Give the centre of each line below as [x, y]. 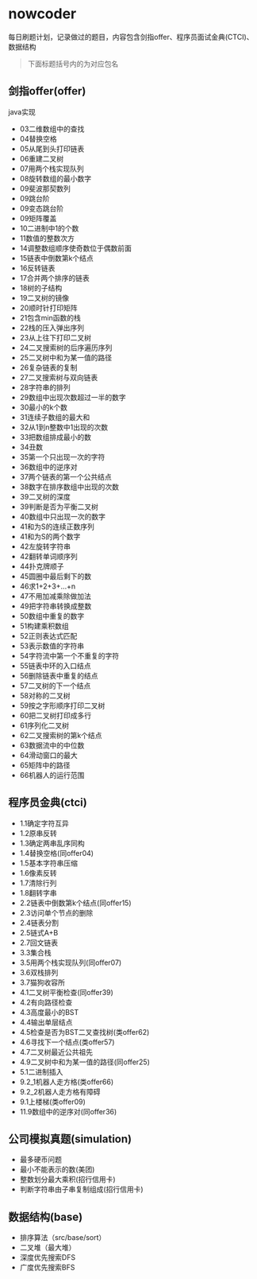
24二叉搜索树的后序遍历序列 [66, 348]
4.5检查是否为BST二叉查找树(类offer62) [84, 1032]
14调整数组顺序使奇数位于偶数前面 [76, 248]
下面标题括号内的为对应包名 [73, 64]
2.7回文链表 [39, 943]
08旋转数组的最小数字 [56, 178]
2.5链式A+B [39, 932]
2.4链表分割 [39, 923]
